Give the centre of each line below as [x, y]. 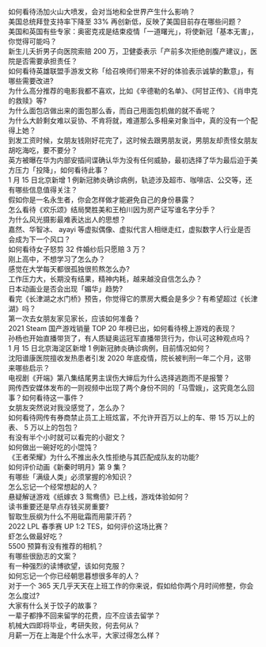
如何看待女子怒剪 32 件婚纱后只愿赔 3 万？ [78, 249]
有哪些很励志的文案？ [43, 556]
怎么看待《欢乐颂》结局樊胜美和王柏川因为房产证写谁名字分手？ [112, 209]
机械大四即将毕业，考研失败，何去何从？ [74, 625]
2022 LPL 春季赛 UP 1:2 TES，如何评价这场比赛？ [89, 526]
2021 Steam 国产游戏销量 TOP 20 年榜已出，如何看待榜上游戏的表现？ [122, 328]
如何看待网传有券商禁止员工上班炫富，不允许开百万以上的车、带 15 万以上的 [131, 417]
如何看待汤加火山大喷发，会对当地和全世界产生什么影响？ [102, 11]
